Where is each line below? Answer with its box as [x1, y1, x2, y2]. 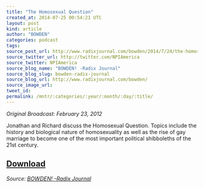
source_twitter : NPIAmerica [6, 59, 78, 65]
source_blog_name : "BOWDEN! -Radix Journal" [6, 65, 121, 72]
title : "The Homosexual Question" [6, 8, 94, 15]
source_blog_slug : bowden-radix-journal [6, 71, 110, 77]
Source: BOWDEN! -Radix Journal [6, 175, 92, 182]
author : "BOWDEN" [6, 32, 50, 38]
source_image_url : [6, 82, 53, 89]
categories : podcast [6, 37, 59, 43]
